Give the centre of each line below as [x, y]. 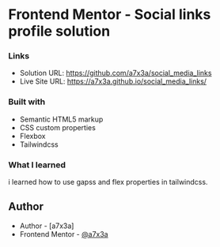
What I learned [37, 165]
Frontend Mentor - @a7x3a [64, 234]
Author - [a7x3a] [47, 226]
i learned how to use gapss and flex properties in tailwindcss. [108, 182]
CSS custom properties [58, 127]
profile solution [59, 31]
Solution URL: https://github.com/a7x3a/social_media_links [116, 73]
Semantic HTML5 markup [61, 119]
